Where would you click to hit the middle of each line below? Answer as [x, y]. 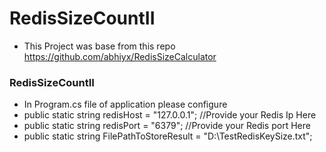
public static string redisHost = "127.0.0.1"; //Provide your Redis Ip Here [170, 115]
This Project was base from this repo [99, 46]
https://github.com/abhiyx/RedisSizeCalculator [120, 56]
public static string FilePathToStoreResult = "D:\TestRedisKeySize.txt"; [168, 136]
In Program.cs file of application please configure [125, 104]
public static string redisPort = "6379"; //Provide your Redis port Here [167, 126]
